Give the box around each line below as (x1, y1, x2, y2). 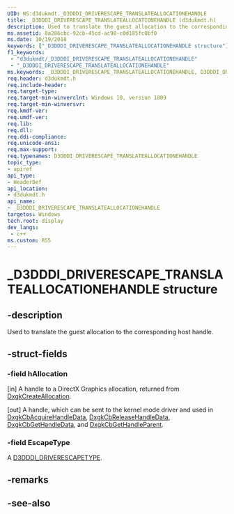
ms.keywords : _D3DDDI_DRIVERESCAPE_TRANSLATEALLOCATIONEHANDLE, (7, 68, 198, 75)
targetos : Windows (7, 211, 61, 218)
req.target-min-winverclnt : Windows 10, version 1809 (7, 95, 167, 102)
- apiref (7, 165, 33, 173)
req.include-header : (7, 81, 68, 88)
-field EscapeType (7, 437, 71, 447)
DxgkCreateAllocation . (7, 391, 72, 400)
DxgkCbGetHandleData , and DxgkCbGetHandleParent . (7, 420, 164, 428)
